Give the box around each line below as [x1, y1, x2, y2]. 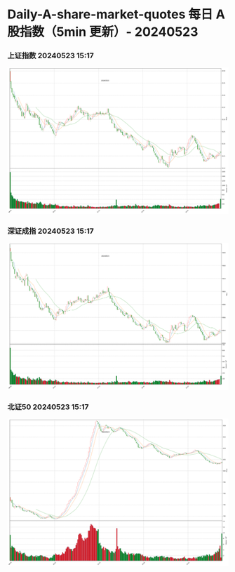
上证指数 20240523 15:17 [7, 51, 94, 60]
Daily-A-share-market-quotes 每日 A [7, 6, 226, 22]
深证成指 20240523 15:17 [7, 226, 94, 236]
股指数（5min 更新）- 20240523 [7, 24, 199, 40]
